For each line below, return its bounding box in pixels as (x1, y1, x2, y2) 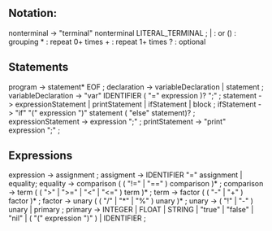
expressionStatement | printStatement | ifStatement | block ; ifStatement (15, 99, 257, 109)
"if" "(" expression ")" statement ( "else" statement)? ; (15, 107, 196, 117)
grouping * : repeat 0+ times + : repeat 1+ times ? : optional (8, 37, 206, 46)
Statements (8, 60, 69, 74)
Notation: (8, 7, 58, 20)
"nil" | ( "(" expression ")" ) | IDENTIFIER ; (8, 213, 146, 223)
